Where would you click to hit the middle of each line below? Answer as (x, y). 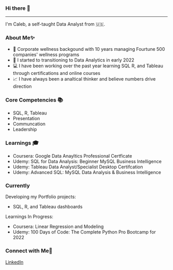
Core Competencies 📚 (34, 100)
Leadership (25, 129)
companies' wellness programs (46, 54)
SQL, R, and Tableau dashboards (48, 207)
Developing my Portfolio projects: (41, 197)
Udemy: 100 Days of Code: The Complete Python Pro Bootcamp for (84, 232)
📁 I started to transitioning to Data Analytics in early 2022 (74, 60)
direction (22, 86)
